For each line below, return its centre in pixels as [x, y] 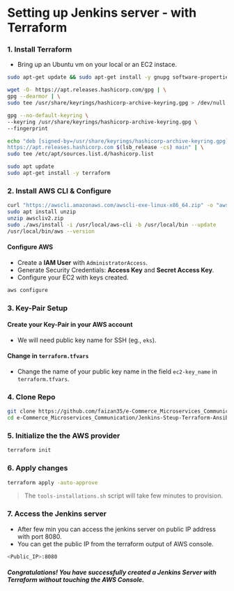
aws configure [28, 290]
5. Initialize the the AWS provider [64, 436]
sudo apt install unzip [42, 212]
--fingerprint [28, 128]
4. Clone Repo [31, 397]
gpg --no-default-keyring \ [48, 115]
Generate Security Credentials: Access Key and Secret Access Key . [116, 270]
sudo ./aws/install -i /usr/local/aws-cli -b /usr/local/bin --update [112, 224]
